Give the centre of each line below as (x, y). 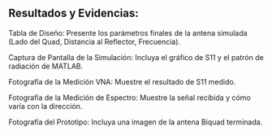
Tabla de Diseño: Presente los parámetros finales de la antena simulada (128, 33)
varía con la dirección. (45, 106)
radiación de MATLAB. (46, 66)
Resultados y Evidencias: (74, 13)
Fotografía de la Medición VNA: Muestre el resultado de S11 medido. (122, 81)
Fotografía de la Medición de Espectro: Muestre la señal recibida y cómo (130, 98)
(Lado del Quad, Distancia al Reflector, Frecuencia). (95, 41)
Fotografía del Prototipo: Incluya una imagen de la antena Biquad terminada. (136, 122)
